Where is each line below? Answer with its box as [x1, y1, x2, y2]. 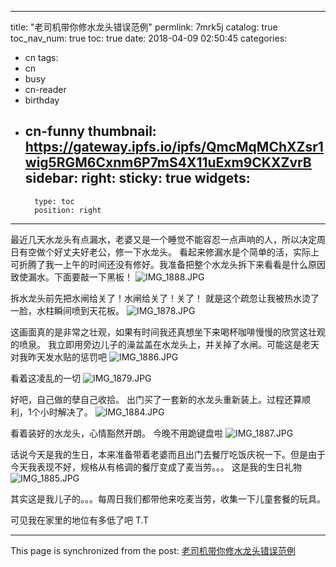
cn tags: [24, 52, 59, 63]
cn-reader [24, 84, 67, 95]
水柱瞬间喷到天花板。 [36, 304, 125, 316]
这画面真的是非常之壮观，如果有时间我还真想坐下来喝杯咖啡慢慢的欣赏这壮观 [10, 326, 326, 338]
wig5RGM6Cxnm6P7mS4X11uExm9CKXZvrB [24, 154, 312, 171]
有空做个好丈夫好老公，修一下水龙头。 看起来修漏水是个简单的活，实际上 [18, 246, 320, 258]
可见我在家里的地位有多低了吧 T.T [10, 514, 150, 526]
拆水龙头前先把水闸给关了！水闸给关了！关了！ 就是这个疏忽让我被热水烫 [10, 292, 311, 304]
